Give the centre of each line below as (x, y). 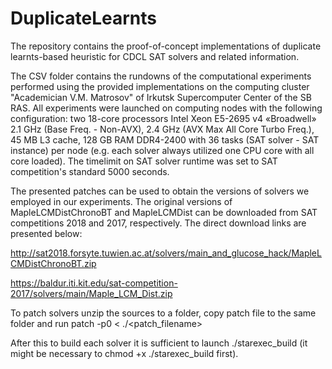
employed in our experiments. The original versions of (121, 201)
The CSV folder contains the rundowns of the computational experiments (161, 76)
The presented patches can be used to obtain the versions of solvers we (160, 191)
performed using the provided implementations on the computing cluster (160, 86)
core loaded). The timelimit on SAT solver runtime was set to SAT (144, 161)
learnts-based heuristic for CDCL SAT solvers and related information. (155, 56)
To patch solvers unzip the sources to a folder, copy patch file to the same (163, 313)
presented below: (46, 233)
